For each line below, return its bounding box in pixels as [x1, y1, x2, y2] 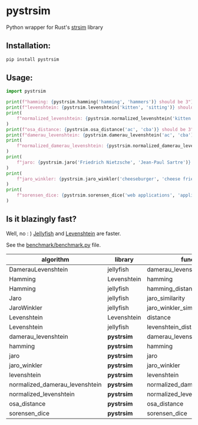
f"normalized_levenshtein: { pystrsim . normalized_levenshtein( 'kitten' [16, 115, 194, 122]
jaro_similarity [147, 294, 186, 302]
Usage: [6, 73, 34, 83]
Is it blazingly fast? [6, 214, 77, 224]
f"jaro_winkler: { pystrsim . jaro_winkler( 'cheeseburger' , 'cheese [16, 176, 181, 182]
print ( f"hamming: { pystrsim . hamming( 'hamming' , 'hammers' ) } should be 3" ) [6, 99, 194, 105]
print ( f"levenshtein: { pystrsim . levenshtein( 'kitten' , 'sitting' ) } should [6, 104, 194, 110]
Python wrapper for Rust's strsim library [6, 24, 103, 31]
